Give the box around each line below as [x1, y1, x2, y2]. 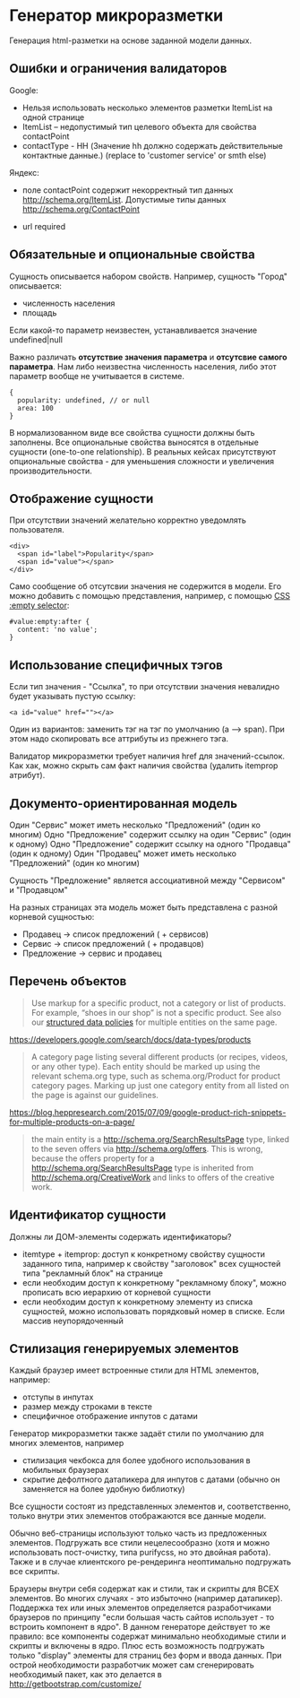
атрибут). [9, 770, 46, 781]
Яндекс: [9, 167, 40, 178]
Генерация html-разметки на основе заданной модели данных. [9, 35, 253, 46]
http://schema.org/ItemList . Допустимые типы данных [21, 194, 227, 204]
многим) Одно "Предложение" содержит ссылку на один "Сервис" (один [9, 829, 292, 839]
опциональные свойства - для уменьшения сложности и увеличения [9, 455, 275, 466]
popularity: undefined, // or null [17, 395, 150, 404]
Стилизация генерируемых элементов [9, 1341, 239, 1356]
